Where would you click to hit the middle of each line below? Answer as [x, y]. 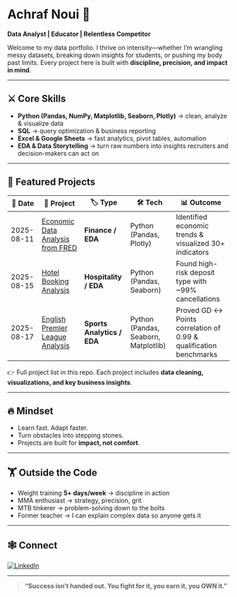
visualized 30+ [201, 243]
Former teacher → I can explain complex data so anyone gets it [109, 516]
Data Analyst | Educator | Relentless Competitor [79, 34]
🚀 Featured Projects [51, 182]
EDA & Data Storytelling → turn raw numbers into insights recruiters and [123, 146]
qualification [196, 345]
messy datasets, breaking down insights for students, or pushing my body [115, 55]
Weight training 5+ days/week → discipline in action [93, 493]
